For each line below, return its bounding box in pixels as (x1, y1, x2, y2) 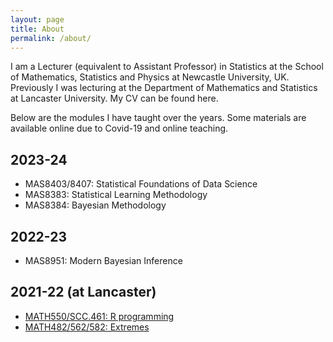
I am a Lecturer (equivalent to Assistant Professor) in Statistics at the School (10, 61, 324, 73)
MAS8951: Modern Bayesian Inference (24, 255, 183, 266)
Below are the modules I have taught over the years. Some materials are (10, 112, 307, 124)
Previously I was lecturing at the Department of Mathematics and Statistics (10, 82, 318, 94)
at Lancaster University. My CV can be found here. (10, 92, 219, 105)
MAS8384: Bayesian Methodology (24, 199, 167, 211)
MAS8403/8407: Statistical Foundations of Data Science (24, 178, 258, 190)
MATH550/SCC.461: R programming (24, 310, 175, 322)
